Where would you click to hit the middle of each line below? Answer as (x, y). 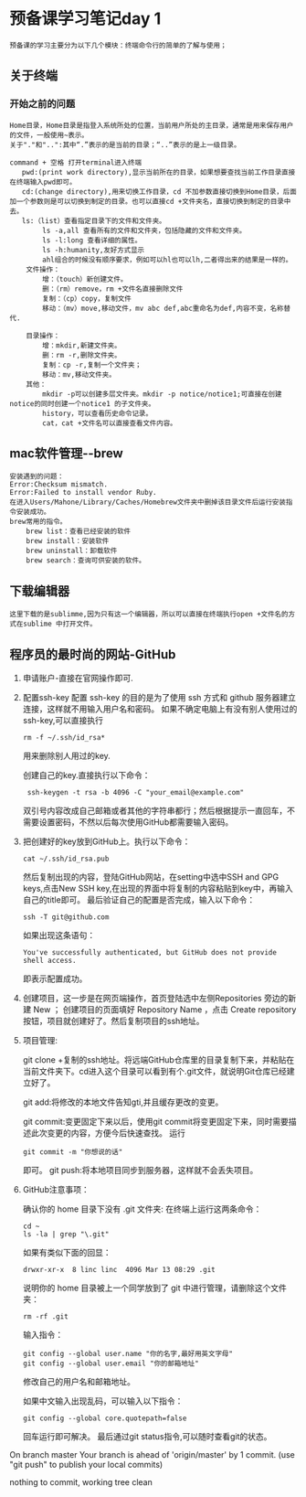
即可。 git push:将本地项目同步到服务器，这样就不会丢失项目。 (140, 1171)
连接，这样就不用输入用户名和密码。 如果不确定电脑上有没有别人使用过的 (160, 709)
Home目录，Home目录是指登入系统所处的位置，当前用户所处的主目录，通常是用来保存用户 (152, 125)
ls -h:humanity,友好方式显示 (94, 250)
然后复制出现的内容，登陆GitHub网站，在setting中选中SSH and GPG (151, 877)
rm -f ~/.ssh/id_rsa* (63, 738)
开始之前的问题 (42, 104)
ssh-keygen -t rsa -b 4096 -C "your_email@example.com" (136, 793)
